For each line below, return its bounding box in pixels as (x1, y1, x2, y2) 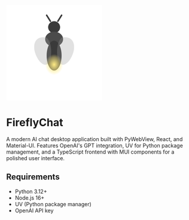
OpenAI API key (14, 207, 54, 214)
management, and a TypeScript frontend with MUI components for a (6, 148, 175, 155)
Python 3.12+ (14, 188, 47, 195)
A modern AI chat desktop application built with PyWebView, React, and (6, 135, 183, 142)
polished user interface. (6, 154, 65, 161)
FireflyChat (6, 116, 63, 130)
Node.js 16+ (14, 194, 45, 201)
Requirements (6, 172, 60, 182)
